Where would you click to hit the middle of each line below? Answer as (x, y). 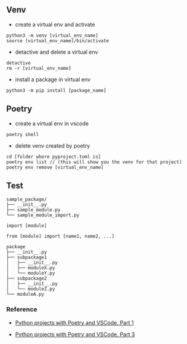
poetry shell (23, 134)
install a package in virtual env (53, 79)
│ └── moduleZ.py (31, 289)
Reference (22, 310)
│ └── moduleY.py (31, 274)
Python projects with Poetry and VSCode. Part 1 (74, 322)
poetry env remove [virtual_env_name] (55, 167)
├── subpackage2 (27, 279)
